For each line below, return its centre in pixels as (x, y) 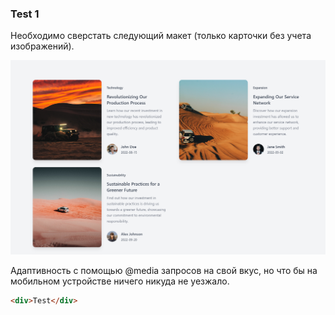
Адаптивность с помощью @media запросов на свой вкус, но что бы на (164, 270)
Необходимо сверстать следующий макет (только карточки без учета (161, 36)
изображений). (42, 46)
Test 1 (25, 14)
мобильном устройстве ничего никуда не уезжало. (120, 281)
